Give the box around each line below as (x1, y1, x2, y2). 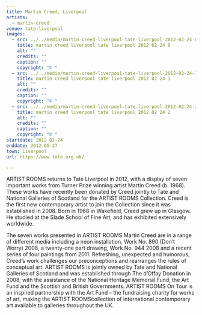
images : (6, 31, 26, 37)
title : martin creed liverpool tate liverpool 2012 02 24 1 (17, 76, 171, 82)
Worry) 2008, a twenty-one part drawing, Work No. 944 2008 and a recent (6, 244, 192, 252)
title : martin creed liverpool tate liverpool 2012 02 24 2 (17, 109, 171, 115)
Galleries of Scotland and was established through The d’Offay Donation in (6, 270, 191, 277)
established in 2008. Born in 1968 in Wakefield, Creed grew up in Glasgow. (6, 208, 191, 215)
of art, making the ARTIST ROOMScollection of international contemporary (6, 295, 191, 303)
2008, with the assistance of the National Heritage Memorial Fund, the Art (6, 277, 189, 284)
